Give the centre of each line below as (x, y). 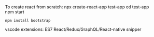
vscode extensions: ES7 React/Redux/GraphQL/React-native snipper (73, 29)
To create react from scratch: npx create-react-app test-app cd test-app (77, 7)
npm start (15, 12)
